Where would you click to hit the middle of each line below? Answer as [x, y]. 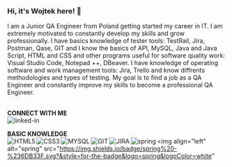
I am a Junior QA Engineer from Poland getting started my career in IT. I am [115, 26]
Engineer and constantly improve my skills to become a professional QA [110, 85]
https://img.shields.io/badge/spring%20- [118, 149]
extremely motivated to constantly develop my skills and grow [96, 33]
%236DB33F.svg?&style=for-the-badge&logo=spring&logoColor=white [110, 156]
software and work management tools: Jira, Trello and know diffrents [106, 70]
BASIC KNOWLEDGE [37, 134]
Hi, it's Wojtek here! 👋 [45, 11]
